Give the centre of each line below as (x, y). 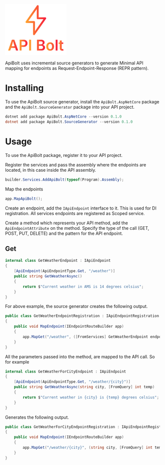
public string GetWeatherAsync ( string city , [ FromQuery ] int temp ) (84, 387)
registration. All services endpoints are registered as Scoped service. (75, 213)
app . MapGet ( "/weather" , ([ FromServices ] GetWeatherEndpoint (85, 337)
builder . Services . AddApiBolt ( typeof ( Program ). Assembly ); (65, 180)
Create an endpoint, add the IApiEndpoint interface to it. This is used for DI (81, 208)
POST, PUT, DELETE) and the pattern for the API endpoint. (64, 233)
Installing (25, 88)
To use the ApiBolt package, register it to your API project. (64, 155)
